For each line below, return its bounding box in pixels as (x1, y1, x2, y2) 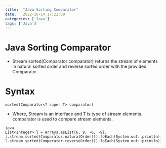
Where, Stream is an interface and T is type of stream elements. (12, 111, 143, 117)
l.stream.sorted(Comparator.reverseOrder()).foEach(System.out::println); (5, 139, 163, 144)
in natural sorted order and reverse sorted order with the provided (12, 63, 147, 69)
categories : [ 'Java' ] (5, 16, 50, 21)
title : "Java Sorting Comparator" (5, 7, 79, 12)
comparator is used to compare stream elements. (12, 116, 113, 122)
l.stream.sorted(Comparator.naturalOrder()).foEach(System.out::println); (5, 134, 163, 139)
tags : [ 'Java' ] (5, 21, 37, 26)
